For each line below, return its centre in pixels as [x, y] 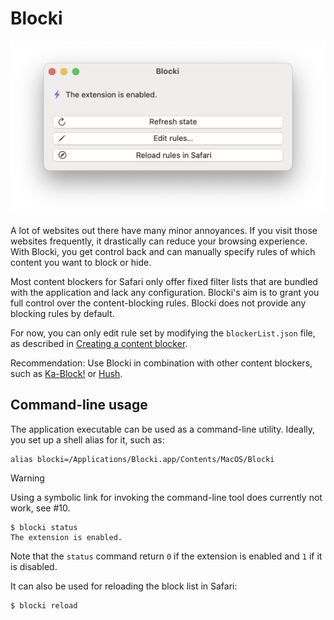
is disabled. [34, 566]
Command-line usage [79, 405]
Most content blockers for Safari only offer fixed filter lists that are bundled [164, 282]
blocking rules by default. [62, 314]
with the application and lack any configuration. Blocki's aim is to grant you [165, 293]
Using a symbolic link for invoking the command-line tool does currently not [166, 497]
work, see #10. [40, 508]
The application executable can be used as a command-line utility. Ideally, [163, 429]
